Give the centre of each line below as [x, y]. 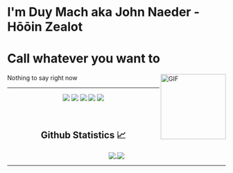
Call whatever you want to [84, 59]
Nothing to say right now [42, 78]
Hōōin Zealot [45, 27]
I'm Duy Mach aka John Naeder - [103, 12]
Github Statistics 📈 [83, 135]
